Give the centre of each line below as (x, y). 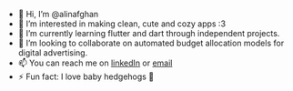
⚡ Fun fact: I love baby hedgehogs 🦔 (86, 76)
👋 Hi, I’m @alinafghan (58, 14)
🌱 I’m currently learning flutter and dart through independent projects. (149, 33)
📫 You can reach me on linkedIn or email (95, 63)
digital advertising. (53, 53)
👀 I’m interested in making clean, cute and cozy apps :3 (121, 24)
